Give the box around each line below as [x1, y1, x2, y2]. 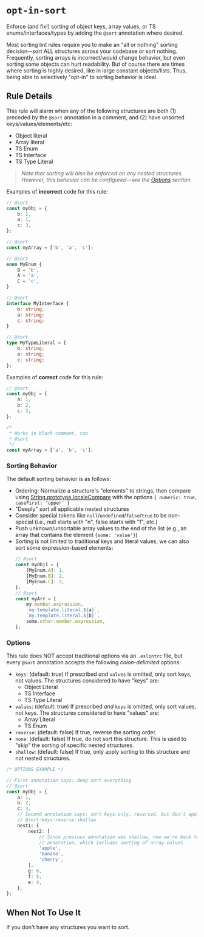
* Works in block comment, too [8, 430, 88, 437]
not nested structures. [15, 754, 71, 762]
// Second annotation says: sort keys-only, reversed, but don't [17, 812, 186, 818]
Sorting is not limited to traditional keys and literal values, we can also [15, 538, 189, 545]
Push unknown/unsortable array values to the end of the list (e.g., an [15, 525, 187, 532]
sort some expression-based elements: [15, 544, 114, 552]
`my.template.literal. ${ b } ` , [26, 612, 100, 619]
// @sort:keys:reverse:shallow [17, 817, 97, 823]
